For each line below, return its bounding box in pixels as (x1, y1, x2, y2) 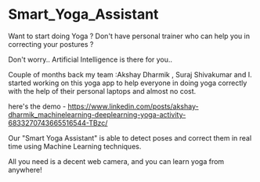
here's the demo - (8, 102, 67, 111)
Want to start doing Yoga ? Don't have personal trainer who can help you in (8, 31, 251, 41)
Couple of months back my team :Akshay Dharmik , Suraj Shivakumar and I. (8, 70, 252, 79)
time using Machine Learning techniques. (8, 141, 142, 151)
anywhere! (8, 165, 42, 174)
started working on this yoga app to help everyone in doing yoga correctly (8, 78, 247, 87)
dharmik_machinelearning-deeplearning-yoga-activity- (8, 109, 186, 119)
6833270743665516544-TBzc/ (8, 118, 108, 127)
